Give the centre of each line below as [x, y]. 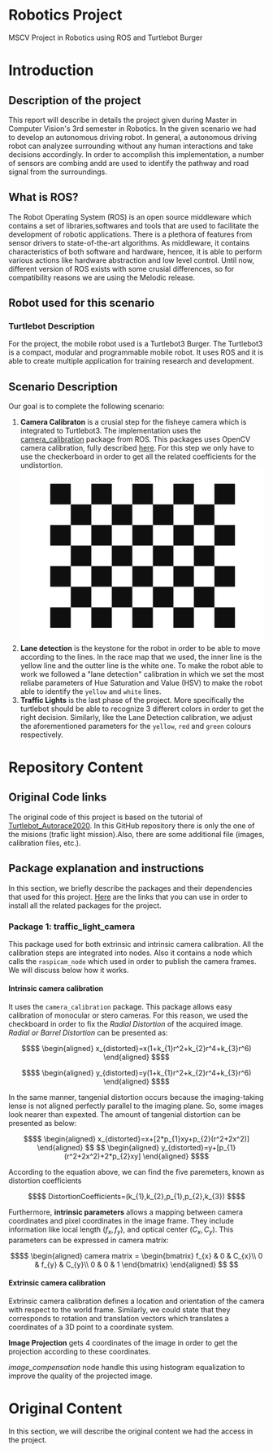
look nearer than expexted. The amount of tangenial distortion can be [125, 1115]
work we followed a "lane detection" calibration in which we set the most [142, 674]
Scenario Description [63, 387]
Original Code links [58, 798]
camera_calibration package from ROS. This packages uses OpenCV [135, 439]
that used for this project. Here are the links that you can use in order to [128, 897]
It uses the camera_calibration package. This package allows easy [121, 1007]
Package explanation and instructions [106, 868]
